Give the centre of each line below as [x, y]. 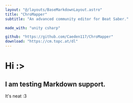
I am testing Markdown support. [55, 84]
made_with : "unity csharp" [33, 28]
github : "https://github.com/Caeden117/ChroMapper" [59, 37]
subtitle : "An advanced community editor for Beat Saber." [67, 19]
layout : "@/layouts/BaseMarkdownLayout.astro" [54, 10]
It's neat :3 [16, 96]
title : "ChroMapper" [26, 14]
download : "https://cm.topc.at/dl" [42, 42]
